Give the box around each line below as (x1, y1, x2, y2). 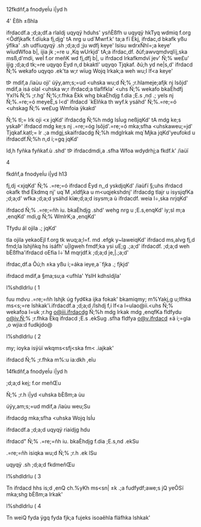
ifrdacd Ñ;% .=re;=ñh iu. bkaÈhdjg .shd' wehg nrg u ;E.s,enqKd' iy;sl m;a (6, 206, 185, 214)
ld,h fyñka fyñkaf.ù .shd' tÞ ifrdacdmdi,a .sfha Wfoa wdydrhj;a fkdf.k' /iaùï (6, 147, 189, 154)
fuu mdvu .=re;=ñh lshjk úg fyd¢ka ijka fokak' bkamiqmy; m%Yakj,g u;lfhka (6, 295, 191, 303)
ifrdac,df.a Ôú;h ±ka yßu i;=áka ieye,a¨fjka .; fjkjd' (6, 260, 130, 268)
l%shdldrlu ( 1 (6, 284, 40, 291)
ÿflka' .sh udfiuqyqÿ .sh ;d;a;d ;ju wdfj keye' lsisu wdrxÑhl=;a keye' (6, 42, 172, 49)
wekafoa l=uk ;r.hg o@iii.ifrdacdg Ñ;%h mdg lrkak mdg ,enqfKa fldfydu (6, 309, 182, 315)
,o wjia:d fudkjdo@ (6, 321, 53, 328)
